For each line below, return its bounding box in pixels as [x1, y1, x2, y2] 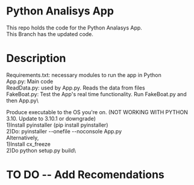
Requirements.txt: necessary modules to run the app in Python [6, 71, 161, 79]
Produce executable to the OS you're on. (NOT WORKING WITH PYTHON [6, 108, 188, 115]
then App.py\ [6, 97, 39, 104]
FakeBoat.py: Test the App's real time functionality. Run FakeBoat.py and [6, 90, 187, 97]
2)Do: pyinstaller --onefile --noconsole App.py [6, 127, 122, 135]
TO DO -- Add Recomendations [6, 168, 164, 181]
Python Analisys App [6, 4, 114, 18]
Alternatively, [6, 134, 39, 141]
